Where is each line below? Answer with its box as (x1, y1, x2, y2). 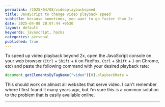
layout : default (5, 26, 38, 30)
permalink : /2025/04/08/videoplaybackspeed (5, 7, 96, 12)
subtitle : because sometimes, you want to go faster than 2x (5, 16, 133, 21)
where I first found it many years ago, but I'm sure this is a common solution (5, 86, 159, 92)
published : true (5, 39, 38, 44)
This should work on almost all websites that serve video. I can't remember (5, 81, 157, 87)
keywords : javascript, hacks (5, 30, 65, 35)
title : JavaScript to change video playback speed (5, 12, 111, 17)
